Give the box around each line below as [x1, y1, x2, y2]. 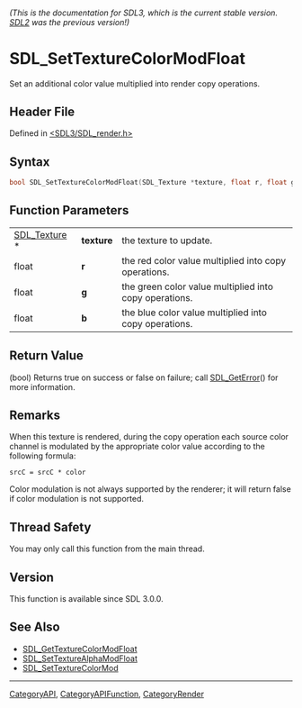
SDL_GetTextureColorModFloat [22, 643, 138, 654]
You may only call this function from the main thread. [9, 543, 205, 554]
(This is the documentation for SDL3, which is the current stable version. [9, 7, 279, 18]
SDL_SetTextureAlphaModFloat [22, 653, 138, 664]
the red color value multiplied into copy [120, 254, 286, 267]
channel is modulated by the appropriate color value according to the [9, 441, 265, 452]
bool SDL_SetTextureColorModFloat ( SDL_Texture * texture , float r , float [9, 178, 288, 187]
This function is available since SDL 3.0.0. [9, 594, 164, 604]
